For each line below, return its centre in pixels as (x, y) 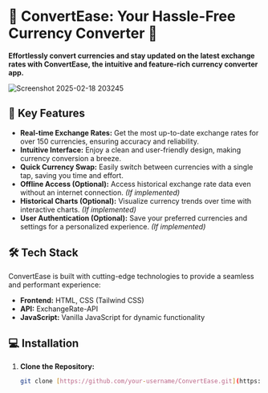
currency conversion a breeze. (71, 158)
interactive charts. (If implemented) (78, 209)
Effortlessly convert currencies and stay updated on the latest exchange (132, 55)
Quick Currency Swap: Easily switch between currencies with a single (136, 167)
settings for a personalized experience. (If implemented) (113, 226)
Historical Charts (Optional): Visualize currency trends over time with (136, 201)
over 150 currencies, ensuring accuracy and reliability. (109, 141)
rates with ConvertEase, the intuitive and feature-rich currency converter (133, 64)
